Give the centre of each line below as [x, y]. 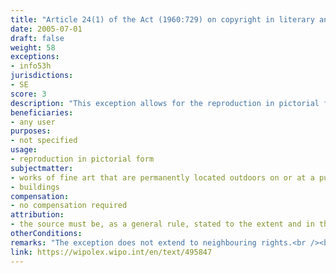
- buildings [35, 187]
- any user [33, 122]
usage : [24, 150]
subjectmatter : [42, 168]
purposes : [31, 131]
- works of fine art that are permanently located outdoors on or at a [162, 177]
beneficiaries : [42, 112]
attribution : [37, 215]
